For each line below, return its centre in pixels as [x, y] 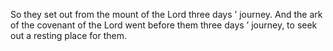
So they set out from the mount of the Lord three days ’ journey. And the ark [166, 14]
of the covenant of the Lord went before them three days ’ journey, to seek [164, 25]
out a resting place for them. [68, 35]
